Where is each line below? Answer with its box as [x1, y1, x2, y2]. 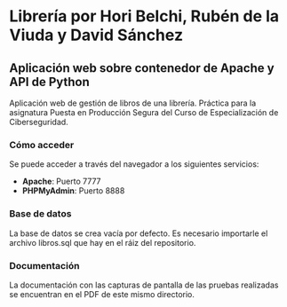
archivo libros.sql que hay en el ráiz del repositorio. [9, 237, 196, 248]
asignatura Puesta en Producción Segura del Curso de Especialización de [9, 107, 279, 117]
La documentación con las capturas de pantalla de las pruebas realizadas [9, 279, 279, 290]
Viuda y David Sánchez [9, 25, 184, 45]
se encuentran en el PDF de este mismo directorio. [9, 288, 195, 299]
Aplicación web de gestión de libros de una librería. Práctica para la [9, 98, 257, 108]
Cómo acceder [9, 138, 75, 151]
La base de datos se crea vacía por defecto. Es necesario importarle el [9, 228, 268, 239]
